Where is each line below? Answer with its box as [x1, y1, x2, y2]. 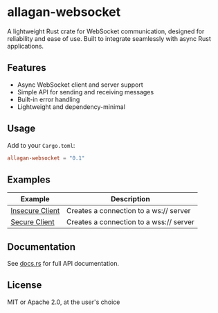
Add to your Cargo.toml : [7, 141, 75, 149]
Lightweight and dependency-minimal [17, 102, 126, 111]
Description [110, 194, 150, 204]
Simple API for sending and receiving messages [17, 87, 154, 96]
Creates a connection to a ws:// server [66, 206, 191, 216]
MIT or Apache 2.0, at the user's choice [7, 298, 120, 306]
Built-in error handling [17, 95, 80, 103]
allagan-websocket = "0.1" [7, 154, 85, 162]
